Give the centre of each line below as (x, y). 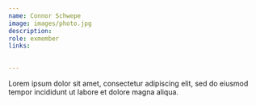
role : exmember (34, 38)
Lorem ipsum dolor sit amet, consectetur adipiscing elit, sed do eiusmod (128, 83)
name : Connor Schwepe (45, 16)
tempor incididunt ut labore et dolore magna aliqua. (94, 92)
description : (30, 31)
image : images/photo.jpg (50, 23)
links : (19, 46)
